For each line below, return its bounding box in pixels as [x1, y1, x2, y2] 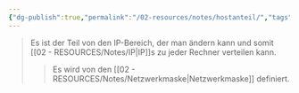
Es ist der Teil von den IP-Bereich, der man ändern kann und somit [29, 37, 274, 48]
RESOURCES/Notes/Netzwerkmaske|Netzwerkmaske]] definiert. [52, 73, 290, 84]
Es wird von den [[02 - [52, 64, 136, 74]
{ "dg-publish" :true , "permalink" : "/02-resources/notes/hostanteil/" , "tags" [8, 12, 293, 22]
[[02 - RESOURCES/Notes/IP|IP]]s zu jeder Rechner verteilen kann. [29, 46, 277, 58]
